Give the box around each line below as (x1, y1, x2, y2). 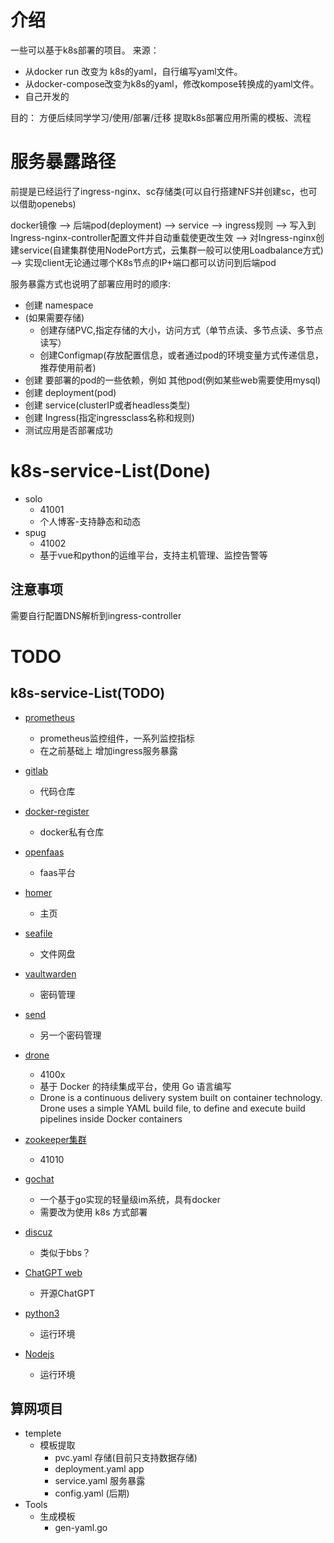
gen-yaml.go (54, 1522, 108, 1534)
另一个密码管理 (39, 1029, 102, 1041)
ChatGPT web (24, 1266, 83, 1278)
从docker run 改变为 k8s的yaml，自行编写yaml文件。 (24, 65, 243, 77)
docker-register (24, 805, 90, 817)
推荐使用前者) (39, 361, 97, 373)
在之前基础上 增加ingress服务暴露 (39, 744, 178, 756)
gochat (24, 1172, 55, 1185)
